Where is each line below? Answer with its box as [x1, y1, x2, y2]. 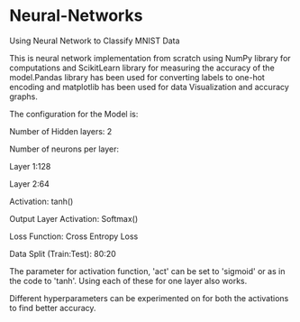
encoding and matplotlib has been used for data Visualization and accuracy [9, 81, 290, 92]
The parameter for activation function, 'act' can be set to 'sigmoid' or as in [9, 265, 286, 276]
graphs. [9, 91, 38, 102]
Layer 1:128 [9, 161, 51, 171]
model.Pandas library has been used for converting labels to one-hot [9, 71, 266, 82]
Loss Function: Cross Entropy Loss [9, 231, 139, 242]
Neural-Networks [9, 5, 143, 26]
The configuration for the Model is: [9, 108, 139, 119]
